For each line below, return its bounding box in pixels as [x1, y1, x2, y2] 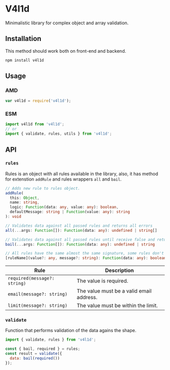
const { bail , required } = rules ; [5, 346, 80, 352]
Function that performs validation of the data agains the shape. [5, 327, 137, 334]
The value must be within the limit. [76, 302, 158, 309]
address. [76, 294, 98, 301]
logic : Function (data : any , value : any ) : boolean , [10, 204, 119, 210]
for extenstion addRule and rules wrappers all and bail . [5, 176, 122, 182]
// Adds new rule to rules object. [5, 186, 80, 191]
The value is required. [76, 277, 129, 284]
